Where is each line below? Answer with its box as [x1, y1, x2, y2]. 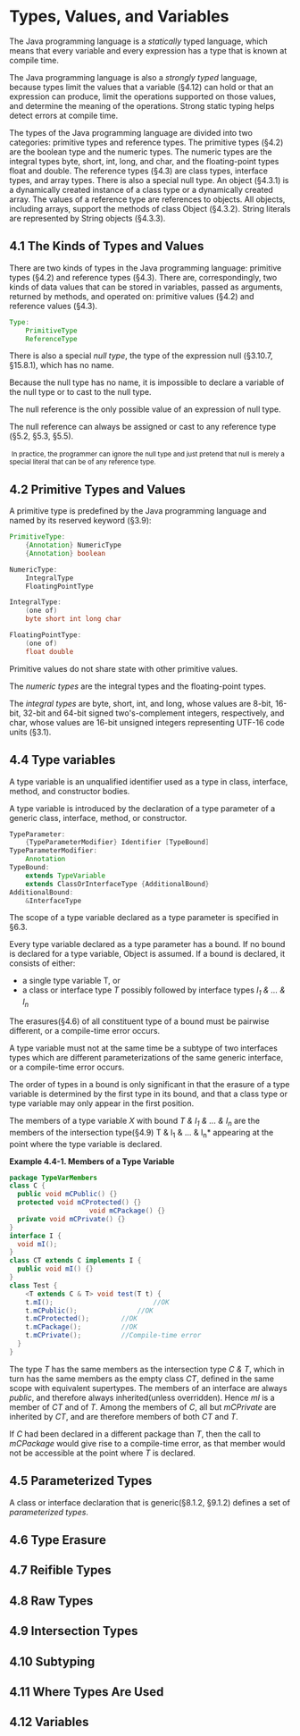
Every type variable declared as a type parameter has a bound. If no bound [9, 939, 286, 950]
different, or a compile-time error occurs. [9, 1025, 161, 1036]
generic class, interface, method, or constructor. [9, 812, 187, 823]
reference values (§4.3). [9, 300, 98, 311]
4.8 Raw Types [9, 1593, 94, 1608]
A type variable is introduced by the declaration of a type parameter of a [9, 802, 276, 814]
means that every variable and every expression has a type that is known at [9, 45, 287, 55]
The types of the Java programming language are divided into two [9, 127, 253, 138]
